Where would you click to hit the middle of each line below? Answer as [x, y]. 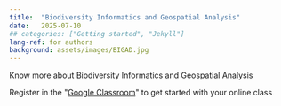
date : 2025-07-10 [45, 26]
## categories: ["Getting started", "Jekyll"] [97, 34]
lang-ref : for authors [51, 42]
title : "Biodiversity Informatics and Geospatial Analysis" [125, 17]
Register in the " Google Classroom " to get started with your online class [141, 93]
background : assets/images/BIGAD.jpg [79, 50]
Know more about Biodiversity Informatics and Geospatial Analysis [131, 75]
